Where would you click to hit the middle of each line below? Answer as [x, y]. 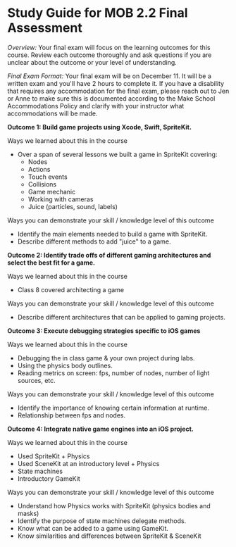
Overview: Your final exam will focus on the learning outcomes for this [109, 47]
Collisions [42, 184]
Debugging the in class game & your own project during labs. [106, 358]
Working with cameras [61, 199]
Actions [39, 169]
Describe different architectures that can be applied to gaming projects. [121, 317]
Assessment [45, 28]
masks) [28, 513]
